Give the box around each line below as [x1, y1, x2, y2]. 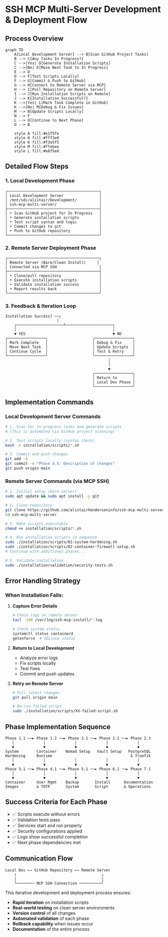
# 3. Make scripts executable [5, 521, 68, 526]
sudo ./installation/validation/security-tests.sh [5, 563, 113, 568]
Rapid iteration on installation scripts [12, 899, 89, 905]
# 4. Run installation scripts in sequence [5, 535, 97, 540]
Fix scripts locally [19, 660, 56, 666]
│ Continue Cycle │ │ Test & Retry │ [5, 349, 135, 354]
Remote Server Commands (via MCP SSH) [5, 477, 109, 484]
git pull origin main [12, 695, 57, 700]
